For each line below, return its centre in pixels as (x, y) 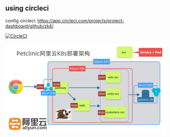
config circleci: (21, 20)
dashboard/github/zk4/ (30, 26)
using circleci (27, 8)
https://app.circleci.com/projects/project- (81, 20)
